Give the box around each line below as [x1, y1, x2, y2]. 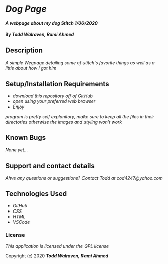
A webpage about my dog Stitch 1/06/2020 [5, 20, 98, 26]
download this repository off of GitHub [12, 93, 93, 99]
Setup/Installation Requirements [5, 79, 109, 88]
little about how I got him [5, 65, 57, 71]
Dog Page [5, 3, 47, 15]
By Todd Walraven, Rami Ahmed [5, 31, 74, 38]
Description [5, 46, 43, 55]
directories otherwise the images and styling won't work [5, 119, 122, 125]
